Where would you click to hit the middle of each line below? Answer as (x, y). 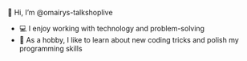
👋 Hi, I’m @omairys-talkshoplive (60, 12)
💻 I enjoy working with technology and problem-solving (112, 28)
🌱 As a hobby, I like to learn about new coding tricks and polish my (129, 40)
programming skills (51, 49)
